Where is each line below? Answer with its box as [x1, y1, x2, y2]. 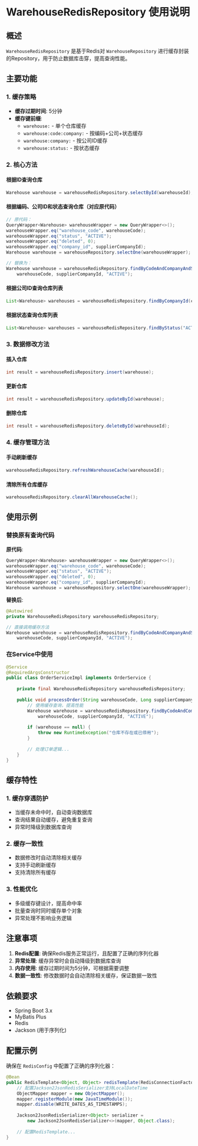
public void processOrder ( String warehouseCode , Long [16, 697, 151, 702]
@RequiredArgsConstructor [6, 669, 70, 675]
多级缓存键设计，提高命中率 [14, 899, 82, 907]
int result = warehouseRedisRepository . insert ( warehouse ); [6, 369, 154, 375]
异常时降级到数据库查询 [14, 823, 72, 830]
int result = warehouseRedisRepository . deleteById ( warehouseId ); [6, 423, 170, 429]
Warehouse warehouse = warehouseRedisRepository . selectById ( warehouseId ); [6, 189, 194, 195]
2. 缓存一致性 [6, 840, 44, 848]
